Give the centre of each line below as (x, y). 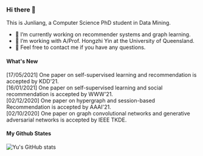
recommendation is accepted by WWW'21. (60, 94)
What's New (22, 61)
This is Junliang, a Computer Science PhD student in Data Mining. (89, 23)
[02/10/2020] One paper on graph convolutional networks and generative (98, 113)
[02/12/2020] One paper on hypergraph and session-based (81, 100)
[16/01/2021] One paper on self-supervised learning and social (84, 88)
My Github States (29, 134)
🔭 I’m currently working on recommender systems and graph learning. (103, 34)
